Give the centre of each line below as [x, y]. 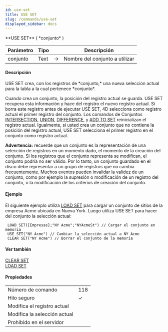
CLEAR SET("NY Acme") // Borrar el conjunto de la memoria [70, 238]
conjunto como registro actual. [37, 136]
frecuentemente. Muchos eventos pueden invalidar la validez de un [74, 172]
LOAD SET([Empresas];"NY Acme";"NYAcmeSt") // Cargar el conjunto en [81, 225]
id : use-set [17, 10]
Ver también [18, 249]
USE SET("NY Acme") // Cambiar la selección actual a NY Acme [73, 234]
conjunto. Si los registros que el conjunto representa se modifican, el [76, 156]
